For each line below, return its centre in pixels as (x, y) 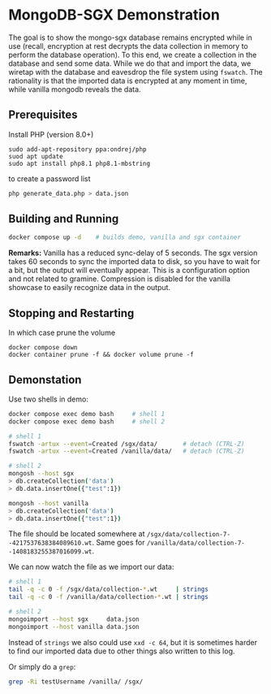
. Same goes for (118, 543)
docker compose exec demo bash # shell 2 (86, 421)
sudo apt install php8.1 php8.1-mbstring (80, 163)
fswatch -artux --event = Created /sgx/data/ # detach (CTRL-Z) (127, 444)
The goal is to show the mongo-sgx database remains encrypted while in (131, 37)
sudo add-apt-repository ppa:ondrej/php (78, 149)
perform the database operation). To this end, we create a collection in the (133, 54)
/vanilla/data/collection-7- (196, 543)
